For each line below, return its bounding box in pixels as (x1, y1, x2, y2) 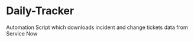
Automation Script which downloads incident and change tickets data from (6, 24, 188, 31)
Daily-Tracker (6, 4, 75, 18)
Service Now (6, 30, 38, 37)
